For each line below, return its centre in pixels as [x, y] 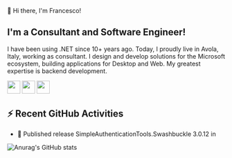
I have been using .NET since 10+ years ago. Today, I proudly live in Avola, [113, 49]
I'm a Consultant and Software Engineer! [97, 32]
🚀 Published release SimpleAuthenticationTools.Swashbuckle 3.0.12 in [116, 134]
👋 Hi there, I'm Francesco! [44, 11]
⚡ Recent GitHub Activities [65, 114]
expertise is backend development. [57, 71]
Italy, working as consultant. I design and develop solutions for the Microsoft [116, 56]
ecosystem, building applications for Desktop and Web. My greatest [104, 63]
